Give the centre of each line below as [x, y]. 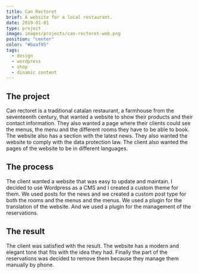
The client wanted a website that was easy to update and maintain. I [89, 181]
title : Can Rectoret [32, 12]
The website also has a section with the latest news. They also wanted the [97, 136]
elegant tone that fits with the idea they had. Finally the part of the [87, 252]
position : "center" [30, 39]
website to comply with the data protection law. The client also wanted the [97, 142]
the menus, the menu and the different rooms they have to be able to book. [98, 130]
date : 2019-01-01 [28, 23]
